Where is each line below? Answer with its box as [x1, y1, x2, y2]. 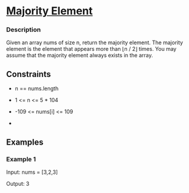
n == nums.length [14, 85, 58, 92]
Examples [6, 137, 44, 147]
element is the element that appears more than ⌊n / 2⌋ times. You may [6, 45, 177, 53]
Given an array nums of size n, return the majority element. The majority [6, 39, 184, 46]
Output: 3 [6, 180, 30, 187]
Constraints [6, 69, 51, 79]
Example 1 [6, 155, 36, 163]
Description [6, 26, 41, 34]
